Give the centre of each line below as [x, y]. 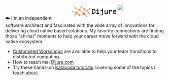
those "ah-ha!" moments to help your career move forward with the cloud [82, 36]
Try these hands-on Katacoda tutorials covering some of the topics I [84, 67]
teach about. [26, 73]
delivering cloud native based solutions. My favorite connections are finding [84, 31]
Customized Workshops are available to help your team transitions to [84, 51]
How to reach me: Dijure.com [43, 62]
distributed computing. [36, 57]
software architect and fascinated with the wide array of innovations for [80, 25]
